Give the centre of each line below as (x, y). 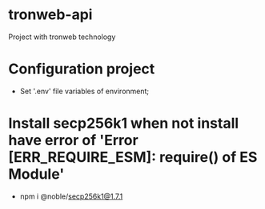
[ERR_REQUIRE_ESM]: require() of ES (133, 158)
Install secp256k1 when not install (124, 123)
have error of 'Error (73, 140)
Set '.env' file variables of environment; (84, 91)
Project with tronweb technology (62, 37)
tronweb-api (50, 15)
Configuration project (82, 69)
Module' (36, 174)
